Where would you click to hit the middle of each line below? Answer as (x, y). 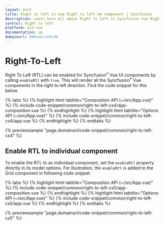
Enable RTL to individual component (61, 151)
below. (12, 90)
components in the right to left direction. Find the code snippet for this (76, 86)
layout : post (18, 10)
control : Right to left (29, 23)
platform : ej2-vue (24, 28)
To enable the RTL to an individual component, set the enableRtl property (80, 162)
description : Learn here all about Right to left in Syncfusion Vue (77, 19)
